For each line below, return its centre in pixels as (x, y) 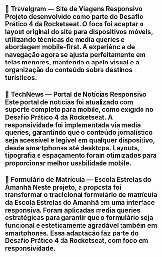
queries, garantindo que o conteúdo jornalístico (79, 132)
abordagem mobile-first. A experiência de (70, 47)
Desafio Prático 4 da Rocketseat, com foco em (77, 241)
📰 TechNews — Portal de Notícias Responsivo (76, 94)
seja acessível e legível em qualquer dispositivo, (80, 140)
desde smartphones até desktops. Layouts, (72, 148)
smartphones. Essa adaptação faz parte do (72, 233)
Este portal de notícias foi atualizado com (69, 102)
